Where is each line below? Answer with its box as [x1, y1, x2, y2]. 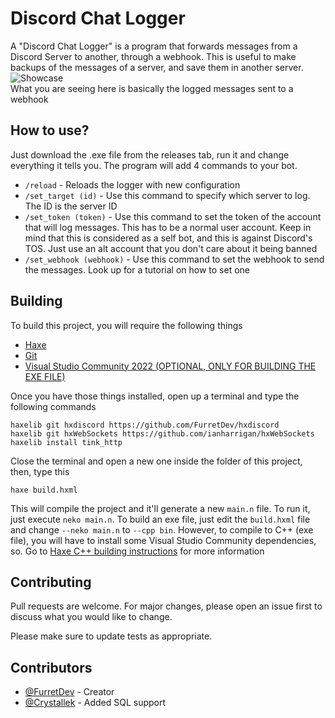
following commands [10, 400, 97, 412]
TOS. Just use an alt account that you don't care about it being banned [24, 242, 318, 254]
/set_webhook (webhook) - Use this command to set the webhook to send [24, 253, 325, 265]
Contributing [10, 573, 92, 591]
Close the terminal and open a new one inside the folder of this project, [10, 455, 303, 467]
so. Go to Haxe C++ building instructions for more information [10, 545, 265, 557]
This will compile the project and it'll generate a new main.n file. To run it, [10, 502, 311, 514]
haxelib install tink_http [10, 437, 123, 447]
